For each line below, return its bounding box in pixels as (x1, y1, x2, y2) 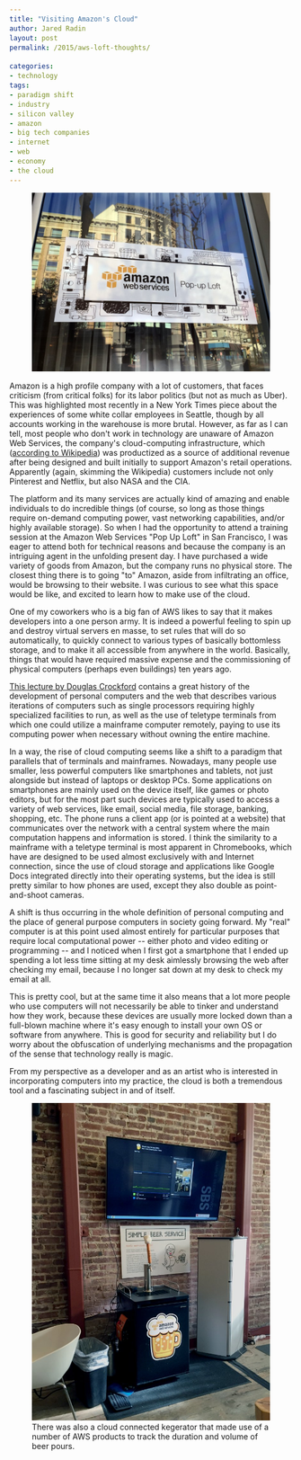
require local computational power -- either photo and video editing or (9, 935, 269, 946)
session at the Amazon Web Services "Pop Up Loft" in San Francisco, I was (9, 531, 288, 542)
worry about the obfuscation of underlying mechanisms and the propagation (9, 1038, 293, 1049)
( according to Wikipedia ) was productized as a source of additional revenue (9, 447, 290, 458)
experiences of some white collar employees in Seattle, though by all (9, 409, 264, 420)
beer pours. (31, 1440, 75, 1451)
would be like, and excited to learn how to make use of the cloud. (9, 589, 251, 600)
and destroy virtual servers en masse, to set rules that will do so (9, 625, 246, 636)
